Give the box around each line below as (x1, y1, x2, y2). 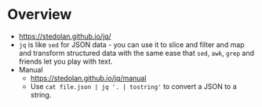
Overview (7, 6, 72, 24)
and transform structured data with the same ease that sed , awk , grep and (18, 48, 254, 57)
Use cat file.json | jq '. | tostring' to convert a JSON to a (30, 81, 237, 91)
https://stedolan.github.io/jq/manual (30, 73, 147, 83)
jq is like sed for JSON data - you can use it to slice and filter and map (18, 39, 245, 49)
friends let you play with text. (18, 57, 113, 66)
